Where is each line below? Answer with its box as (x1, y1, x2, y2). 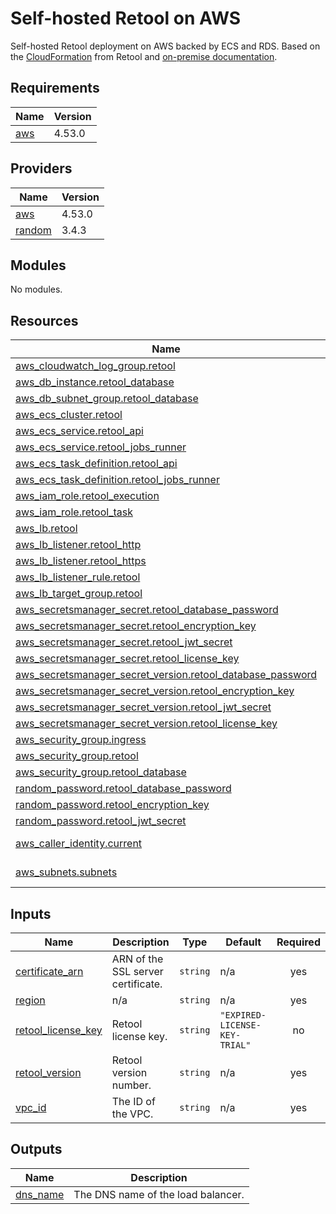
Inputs (10, 905, 52, 922)
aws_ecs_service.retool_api (15, 424, 144, 438)
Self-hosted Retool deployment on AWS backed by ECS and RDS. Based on (10, 40, 321, 52)
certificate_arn (15, 965, 84, 978)
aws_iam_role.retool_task (15, 505, 133, 519)
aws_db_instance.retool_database (15, 375, 175, 389)
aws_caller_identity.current (15, 837, 143, 851)
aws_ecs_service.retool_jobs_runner (15, 440, 187, 454)
